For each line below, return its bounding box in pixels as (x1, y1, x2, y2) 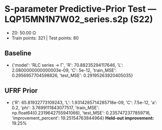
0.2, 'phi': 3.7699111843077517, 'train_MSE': (11, 105, 100, 111)
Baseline (4, 49, 32, 57)
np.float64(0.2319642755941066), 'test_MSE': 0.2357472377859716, (11, 110, 151, 115)
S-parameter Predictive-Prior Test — (4, 3, 157, 15)
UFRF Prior (4, 87, 38, 95)
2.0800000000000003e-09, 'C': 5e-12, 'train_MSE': (11, 67, 117, 73)
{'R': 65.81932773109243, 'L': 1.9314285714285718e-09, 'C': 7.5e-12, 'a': (11, 99, 157, 105)
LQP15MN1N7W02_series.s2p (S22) (4, 14, 153, 25)
